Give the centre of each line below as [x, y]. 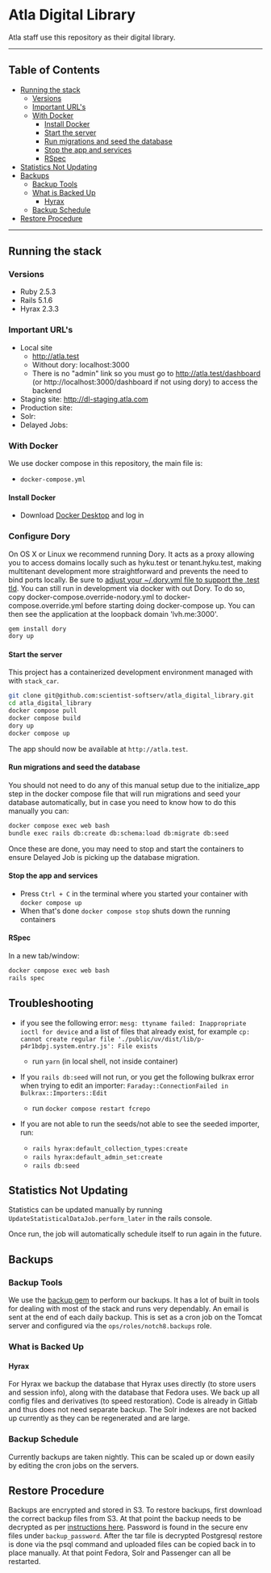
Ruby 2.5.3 [38, 292]
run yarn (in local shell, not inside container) [105, 1061]
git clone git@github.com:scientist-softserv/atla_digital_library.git [131, 696]
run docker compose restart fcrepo [91, 1108]
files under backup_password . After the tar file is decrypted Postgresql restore [135, 1536]
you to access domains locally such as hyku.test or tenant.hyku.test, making [135, 562]
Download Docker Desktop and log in [82, 515]
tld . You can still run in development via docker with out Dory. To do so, [127, 588]
